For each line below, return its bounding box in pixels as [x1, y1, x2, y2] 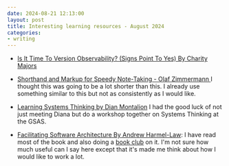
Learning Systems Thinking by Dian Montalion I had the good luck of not [17, 103, 222, 111]
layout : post [7, 16, 45, 23]
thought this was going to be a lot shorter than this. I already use [17, 82, 200, 91]
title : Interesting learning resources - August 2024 [7, 23, 165, 29]
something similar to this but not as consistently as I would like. [17, 90, 196, 98]
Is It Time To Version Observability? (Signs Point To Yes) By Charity [17, 54, 208, 62]
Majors [17, 62, 37, 70]
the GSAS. [17, 117, 47, 126]
